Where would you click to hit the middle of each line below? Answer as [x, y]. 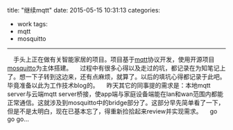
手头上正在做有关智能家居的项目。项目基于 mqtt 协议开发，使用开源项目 [114, 59]
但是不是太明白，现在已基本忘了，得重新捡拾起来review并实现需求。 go [112, 111]
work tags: [33, 24]
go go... [18, 119]
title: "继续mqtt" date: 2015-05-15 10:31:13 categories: [84, 10]
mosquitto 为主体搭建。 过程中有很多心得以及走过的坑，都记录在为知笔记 [113, 68]
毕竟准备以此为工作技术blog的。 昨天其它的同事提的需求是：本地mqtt [109, 85]
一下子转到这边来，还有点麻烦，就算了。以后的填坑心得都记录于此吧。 [126, 77]
